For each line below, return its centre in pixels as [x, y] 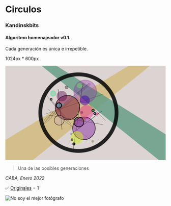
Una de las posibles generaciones [53, 168]
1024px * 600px [22, 59]
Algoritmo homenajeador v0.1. [38, 37]
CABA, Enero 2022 [25, 178]
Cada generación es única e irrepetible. [47, 49]
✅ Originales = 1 [22, 188]
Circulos [23, 9]
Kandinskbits [22, 25]
